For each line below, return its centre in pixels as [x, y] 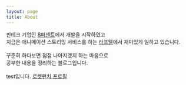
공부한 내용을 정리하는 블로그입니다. [47, 63]
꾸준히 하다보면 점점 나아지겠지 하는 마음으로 [57, 55]
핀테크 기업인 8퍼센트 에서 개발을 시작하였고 [56, 34]
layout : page [22, 11]
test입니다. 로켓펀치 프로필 [37, 76]
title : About [22, 17]
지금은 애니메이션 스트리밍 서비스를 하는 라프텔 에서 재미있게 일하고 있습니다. [93, 42]
